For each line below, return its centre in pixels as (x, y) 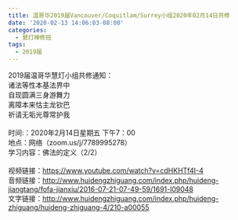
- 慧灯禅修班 (34, 37)
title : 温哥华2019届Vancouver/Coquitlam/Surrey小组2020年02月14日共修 (119, 15)
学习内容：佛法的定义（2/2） (55, 152)
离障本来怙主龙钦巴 (39, 104)
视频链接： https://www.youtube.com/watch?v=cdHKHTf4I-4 (106, 170)
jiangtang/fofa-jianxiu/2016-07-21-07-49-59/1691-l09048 (101, 189)
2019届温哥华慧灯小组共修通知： (61, 75)
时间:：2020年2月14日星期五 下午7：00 (72, 133)
